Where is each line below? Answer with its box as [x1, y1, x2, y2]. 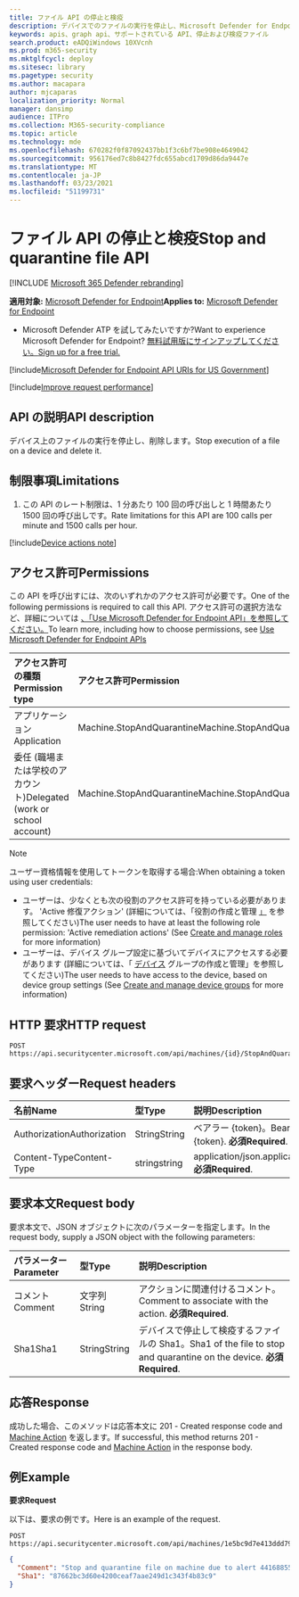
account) [13, 825, 52, 838]
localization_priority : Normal [9, 95, 125, 105]
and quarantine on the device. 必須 [138, 1351, 284, 1363]
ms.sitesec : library [9, 63, 86, 72]
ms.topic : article [9, 129, 77, 138]
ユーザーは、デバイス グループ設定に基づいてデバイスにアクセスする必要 [21, 947, 288, 958]
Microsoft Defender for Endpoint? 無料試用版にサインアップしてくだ [21, 335, 271, 346]
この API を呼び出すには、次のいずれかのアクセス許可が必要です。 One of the [9, 591, 290, 601]
